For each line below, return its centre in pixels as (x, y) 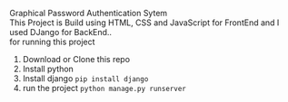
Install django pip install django (85, 79)
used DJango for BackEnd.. (60, 32)
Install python (48, 69)
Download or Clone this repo (76, 59)
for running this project (52, 42)
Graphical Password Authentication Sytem (89, 13)
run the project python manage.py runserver (104, 88)
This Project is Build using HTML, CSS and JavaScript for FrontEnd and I (144, 23)
